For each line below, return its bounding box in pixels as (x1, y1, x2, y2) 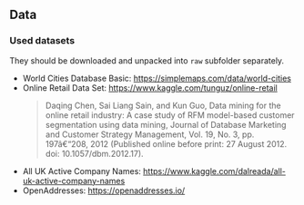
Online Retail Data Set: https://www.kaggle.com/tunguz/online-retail (22, 82, 278, 93)
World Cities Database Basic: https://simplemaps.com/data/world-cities (22, 73, 291, 83)
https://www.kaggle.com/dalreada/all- (142, 165, 287, 176)
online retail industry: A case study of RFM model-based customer (45, 109, 295, 121)
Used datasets (9, 34, 76, 47)
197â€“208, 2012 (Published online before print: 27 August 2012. (45, 138, 288, 149)
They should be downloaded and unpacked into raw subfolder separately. (9, 54, 285, 66)
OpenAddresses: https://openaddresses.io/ (22, 185, 186, 196)
